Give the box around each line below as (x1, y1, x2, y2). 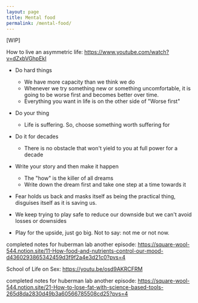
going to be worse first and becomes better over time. (24, 92, 159, 99)
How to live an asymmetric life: (6, 48, 84, 56)
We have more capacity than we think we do (24, 78, 135, 85)
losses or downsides (15, 218, 67, 225)
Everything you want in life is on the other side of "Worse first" (24, 98, 180, 105)
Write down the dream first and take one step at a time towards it (24, 181, 186, 188)
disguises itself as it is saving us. (15, 199, 97, 207)
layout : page (6, 8, 39, 15)
